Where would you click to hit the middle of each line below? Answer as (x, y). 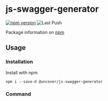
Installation (19, 62)
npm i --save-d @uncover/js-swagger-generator (54, 82)
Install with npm (22, 72)
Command (18, 94)
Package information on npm (35, 32)
